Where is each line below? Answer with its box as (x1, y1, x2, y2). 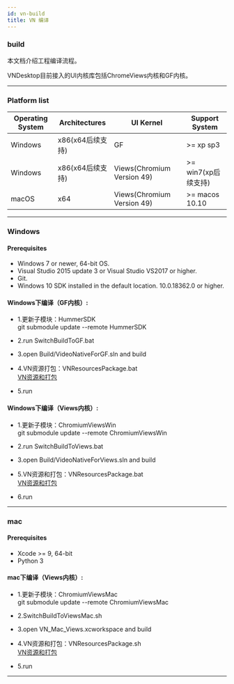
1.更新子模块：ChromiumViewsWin (17, 421, 116, 429)
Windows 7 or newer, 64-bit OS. (17, 259, 110, 268)
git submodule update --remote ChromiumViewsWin (17, 428, 167, 437)
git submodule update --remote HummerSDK (17, 323, 147, 332)
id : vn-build (7, 10, 45, 17)
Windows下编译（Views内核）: (7, 404, 99, 412)
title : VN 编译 (7, 17, 49, 24)
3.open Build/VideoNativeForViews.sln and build (17, 456, 156, 464)
